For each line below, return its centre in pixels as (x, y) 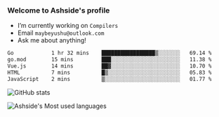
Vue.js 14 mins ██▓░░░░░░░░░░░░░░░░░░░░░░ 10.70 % (109, 66)
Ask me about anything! (52, 40)
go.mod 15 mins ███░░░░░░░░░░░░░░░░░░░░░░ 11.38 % (109, 60)
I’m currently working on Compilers (68, 26)
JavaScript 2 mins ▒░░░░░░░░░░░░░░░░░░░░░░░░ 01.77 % (109, 79)
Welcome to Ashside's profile (59, 10)
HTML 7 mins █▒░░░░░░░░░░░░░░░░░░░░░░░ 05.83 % (109, 72)
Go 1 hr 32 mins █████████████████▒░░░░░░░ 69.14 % (109, 53)
